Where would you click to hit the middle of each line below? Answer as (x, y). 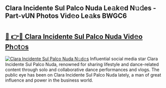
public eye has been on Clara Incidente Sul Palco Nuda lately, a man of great (83, 75)
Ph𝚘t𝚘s (17, 47)
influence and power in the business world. (49, 80)
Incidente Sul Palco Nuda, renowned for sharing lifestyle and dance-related (82, 64)
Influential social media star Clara (124, 59)
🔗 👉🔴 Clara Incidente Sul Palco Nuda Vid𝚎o (74, 37)
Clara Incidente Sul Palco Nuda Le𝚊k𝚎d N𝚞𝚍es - (81, 8)
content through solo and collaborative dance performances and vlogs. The (82, 70)
